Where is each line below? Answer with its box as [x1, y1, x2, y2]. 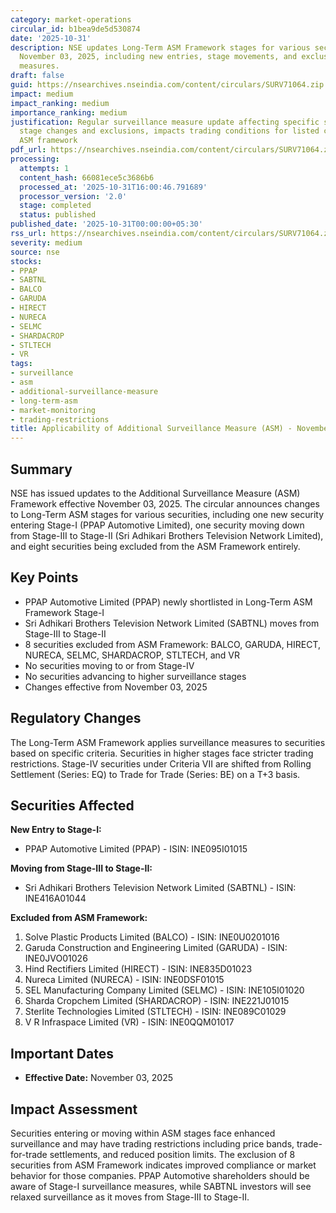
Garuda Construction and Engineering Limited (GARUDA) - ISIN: [24, 942, 288, 954]
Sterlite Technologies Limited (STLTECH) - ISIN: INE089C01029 [24, 1006, 287, 1018]
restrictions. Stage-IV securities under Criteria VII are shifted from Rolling [10, 757, 312, 770]
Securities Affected [10, 797, 135, 814]
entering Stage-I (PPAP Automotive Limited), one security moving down [10, 519, 305, 531]
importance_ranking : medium [10, 107, 128, 118]
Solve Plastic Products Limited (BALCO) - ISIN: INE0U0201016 [24, 931, 280, 943]
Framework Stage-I [24, 606, 105, 618]
